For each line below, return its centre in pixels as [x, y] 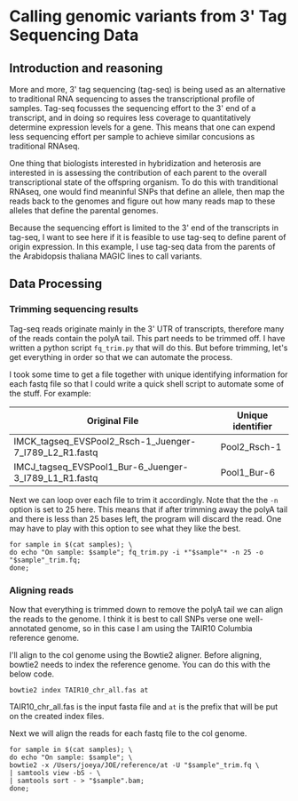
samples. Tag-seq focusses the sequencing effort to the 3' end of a [133, 108]
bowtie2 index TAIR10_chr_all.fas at [79, 690]
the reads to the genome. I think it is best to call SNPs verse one [126, 619]
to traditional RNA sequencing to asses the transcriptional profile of [132, 99]
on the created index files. [57, 716]
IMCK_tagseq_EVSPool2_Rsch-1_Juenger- [105, 441]
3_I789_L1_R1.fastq [56, 477]
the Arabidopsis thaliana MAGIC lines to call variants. [106, 256]
